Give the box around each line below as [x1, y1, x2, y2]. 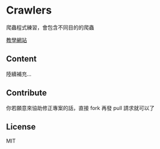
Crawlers [6, 4, 52, 17]
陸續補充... [6, 70, 32, 77]
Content [6, 54, 37, 64]
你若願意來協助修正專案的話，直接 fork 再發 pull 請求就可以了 [6, 104, 155, 111]
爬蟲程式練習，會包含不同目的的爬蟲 [6, 24, 94, 31]
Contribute [6, 88, 47, 98]
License [6, 122, 36, 132]
